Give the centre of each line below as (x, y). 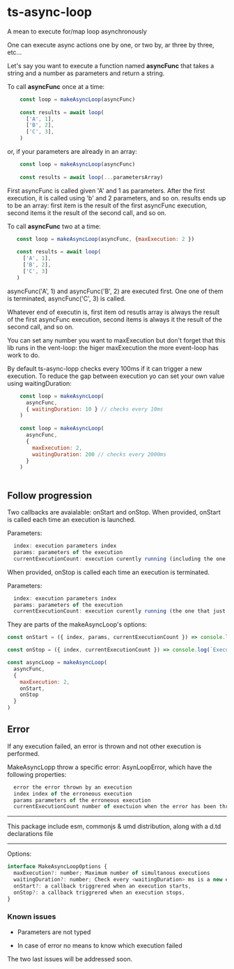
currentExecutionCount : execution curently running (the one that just (120, 611)
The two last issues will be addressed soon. (70, 959)
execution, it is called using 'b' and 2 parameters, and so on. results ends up (117, 198)
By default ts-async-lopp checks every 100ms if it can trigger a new (105, 368)
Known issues (32, 917)
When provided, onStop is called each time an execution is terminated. (109, 572)
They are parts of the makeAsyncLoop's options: (77, 624)
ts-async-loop (50, 12)
